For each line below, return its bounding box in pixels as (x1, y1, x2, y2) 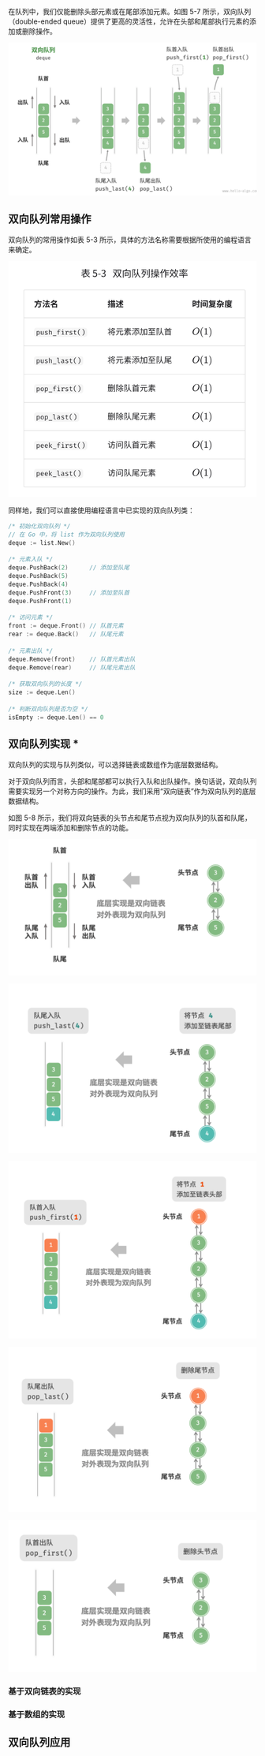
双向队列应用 (8, 1735, 71, 1749)
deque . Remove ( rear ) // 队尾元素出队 (8, 663, 136, 672)
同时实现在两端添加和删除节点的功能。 (8, 822, 132, 832)
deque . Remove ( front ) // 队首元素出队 (8, 655, 136, 663)
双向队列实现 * (8, 737, 79, 751)
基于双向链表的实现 (8, 1686, 81, 1697)
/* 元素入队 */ (8, 555, 54, 564)
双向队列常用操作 (8, 212, 91, 226)
